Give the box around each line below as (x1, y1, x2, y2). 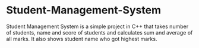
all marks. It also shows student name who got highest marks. (6, 35, 157, 42)
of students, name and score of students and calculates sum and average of (6, 29, 193, 36)
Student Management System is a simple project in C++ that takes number (6, 23, 189, 30)
